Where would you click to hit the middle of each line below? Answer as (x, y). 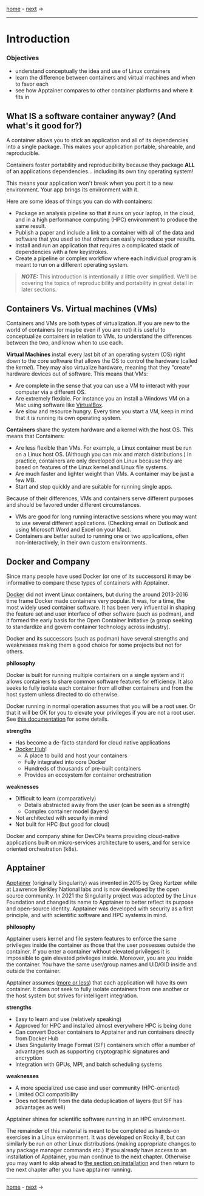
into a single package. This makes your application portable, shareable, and (101, 147)
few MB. (25, 480)
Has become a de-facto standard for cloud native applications (93, 742)
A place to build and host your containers (76, 755)
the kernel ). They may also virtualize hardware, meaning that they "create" (99, 368)
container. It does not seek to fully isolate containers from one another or (98, 989)
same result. (31, 226)
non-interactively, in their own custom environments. (81, 543)
